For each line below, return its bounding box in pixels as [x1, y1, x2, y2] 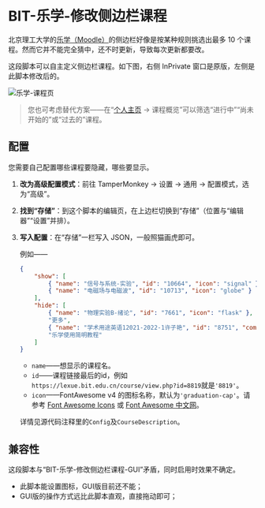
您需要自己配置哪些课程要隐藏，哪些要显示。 [8, 162, 154, 172]
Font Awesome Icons [47, 400, 116, 410]
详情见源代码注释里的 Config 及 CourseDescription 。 [19, 417, 185, 427]
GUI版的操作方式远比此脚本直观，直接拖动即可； [19, 491, 177, 501]
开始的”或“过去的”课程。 [27, 114, 106, 124]
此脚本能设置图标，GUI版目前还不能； [19, 482, 144, 491]
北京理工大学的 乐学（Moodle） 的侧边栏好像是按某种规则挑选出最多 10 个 [8, 35, 244, 44]
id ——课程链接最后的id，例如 [31, 371, 128, 380]
